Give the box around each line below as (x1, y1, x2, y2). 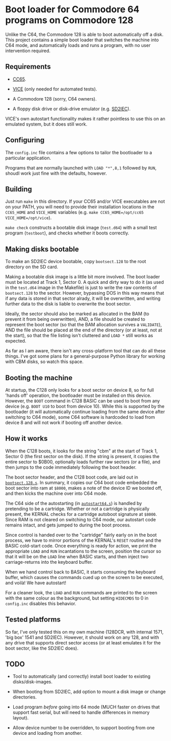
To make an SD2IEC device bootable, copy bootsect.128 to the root (5, 258, 147, 265)
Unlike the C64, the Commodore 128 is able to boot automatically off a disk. (5, 31, 164, 37)
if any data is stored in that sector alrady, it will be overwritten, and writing (5, 295, 161, 302)
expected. (5, 338, 26, 344)
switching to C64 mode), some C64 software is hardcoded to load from (5, 414, 155, 420)
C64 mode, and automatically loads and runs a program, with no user (5, 42, 151, 48)
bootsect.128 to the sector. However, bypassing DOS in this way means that (5, 290, 164, 296)
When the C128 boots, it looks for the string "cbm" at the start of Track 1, (5, 448, 158, 454)
